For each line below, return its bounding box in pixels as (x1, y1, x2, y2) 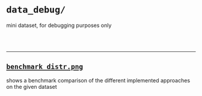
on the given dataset (6, 83, 57, 90)
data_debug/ (6, 4, 66, 16)
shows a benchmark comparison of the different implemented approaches (6, 76, 191, 84)
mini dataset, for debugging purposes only (6, 21, 112, 29)
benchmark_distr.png (6, 63, 84, 71)
